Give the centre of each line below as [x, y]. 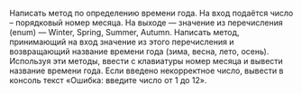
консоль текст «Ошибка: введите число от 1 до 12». [108, 80]
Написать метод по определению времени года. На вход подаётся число [151, 13]
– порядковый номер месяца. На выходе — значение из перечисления [146, 23]
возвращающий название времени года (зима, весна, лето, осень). [139, 52]
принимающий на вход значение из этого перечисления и [122, 42]
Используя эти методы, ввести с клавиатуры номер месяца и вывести [146, 61]
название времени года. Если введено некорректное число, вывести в [146, 70]
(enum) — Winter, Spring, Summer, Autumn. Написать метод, [125, 32]
